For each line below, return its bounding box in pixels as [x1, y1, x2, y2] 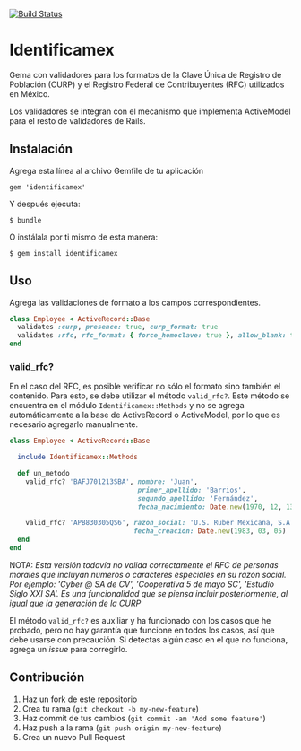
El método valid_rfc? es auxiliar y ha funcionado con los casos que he [9, 615, 271, 625]
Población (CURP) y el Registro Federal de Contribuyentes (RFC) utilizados [9, 79, 285, 90]
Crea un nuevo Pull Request [21, 731, 125, 742]
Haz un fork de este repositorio [21, 694, 138, 704]
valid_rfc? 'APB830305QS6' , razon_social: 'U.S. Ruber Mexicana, [25, 519, 275, 528]
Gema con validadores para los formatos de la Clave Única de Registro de [9, 69, 282, 80]
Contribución [9, 669, 85, 686]
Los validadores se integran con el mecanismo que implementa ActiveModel [9, 106, 291, 117]
